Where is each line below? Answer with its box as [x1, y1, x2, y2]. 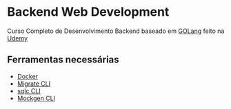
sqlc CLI [17, 86, 41, 95]
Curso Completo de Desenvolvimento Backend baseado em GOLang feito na [7, 27, 225, 35]
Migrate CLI [17, 80, 50, 88]
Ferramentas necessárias [7, 54, 119, 66]
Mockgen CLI [17, 94, 56, 102]
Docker [17, 72, 39, 80]
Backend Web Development [7, 4, 170, 20]
